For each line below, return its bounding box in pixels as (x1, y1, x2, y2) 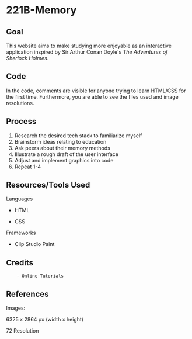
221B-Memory (6, 4, 77, 17)
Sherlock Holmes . (6, 55, 49, 61)
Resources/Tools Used (6, 180, 90, 190)
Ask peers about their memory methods (14, 144, 111, 151)
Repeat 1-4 (14, 163, 41, 170)
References (6, 289, 49, 299)
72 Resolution (6, 327, 39, 334)
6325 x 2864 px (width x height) (6, 316, 83, 323)
